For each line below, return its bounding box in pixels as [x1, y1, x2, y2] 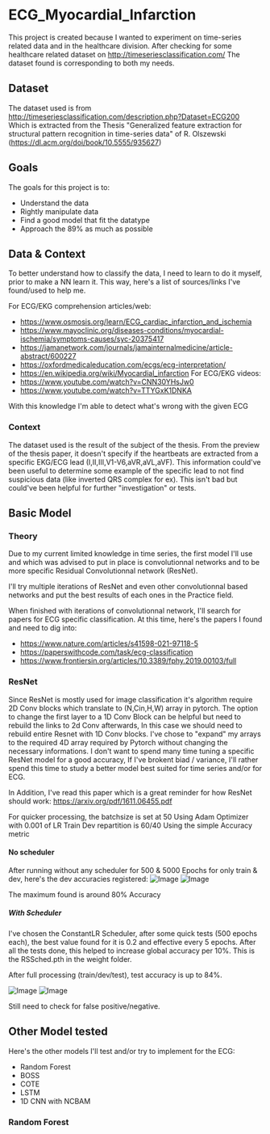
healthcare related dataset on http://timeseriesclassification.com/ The [8, 49, 240, 59]
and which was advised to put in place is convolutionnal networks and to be [8, 558, 260, 567]
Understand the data [19, 198, 89, 208]
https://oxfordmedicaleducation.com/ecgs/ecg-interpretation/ [19, 360, 226, 369]
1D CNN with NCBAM [19, 1096, 91, 1106]
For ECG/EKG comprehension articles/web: [8, 301, 152, 311]
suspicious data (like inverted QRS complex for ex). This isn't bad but [8, 474, 238, 484]
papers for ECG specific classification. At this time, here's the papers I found [8, 614, 263, 624]
